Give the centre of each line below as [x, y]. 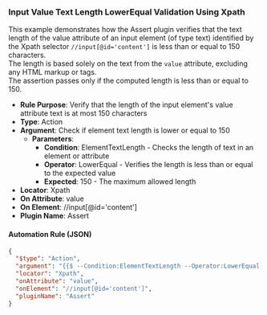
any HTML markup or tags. [53, 72]
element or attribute [77, 156]
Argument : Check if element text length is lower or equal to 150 [125, 130]
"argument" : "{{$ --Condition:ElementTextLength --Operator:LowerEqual [138, 266]
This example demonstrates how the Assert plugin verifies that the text [125, 30]
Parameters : [53, 139]
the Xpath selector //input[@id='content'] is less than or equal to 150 [124, 47]
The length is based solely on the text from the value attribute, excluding [128, 63]
